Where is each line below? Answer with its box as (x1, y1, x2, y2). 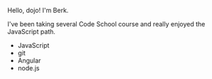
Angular (17, 56, 41, 65)
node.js (17, 64, 41, 72)
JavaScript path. (7, 28, 55, 36)
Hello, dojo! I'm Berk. (7, 6, 69, 14)
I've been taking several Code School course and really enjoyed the (7, 20, 206, 28)
